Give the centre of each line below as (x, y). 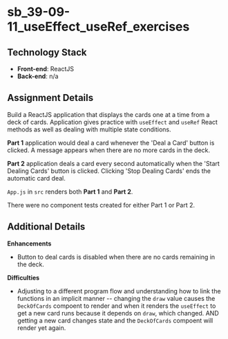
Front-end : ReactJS (46, 69)
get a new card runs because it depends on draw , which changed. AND (118, 313)
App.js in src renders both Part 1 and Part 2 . (70, 192)
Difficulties (23, 277)
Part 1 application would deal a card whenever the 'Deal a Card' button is (111, 143)
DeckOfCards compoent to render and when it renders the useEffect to (116, 306)
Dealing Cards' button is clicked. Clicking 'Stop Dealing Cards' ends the (109, 171)
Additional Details (46, 227)
